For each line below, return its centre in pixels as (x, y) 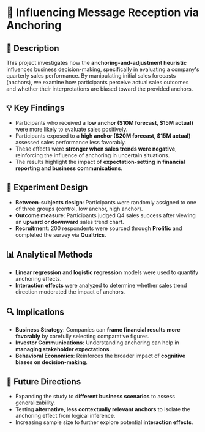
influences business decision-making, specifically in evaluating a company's (103, 69)
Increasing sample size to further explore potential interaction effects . (104, 422)
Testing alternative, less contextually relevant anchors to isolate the (103, 409)
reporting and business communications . (69, 168)
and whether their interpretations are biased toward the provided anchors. (100, 89)
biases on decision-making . (51, 362)
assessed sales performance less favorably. (71, 142)
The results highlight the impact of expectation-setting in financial (100, 162)
